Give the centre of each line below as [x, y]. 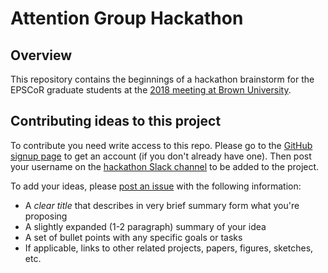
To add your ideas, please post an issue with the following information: [156, 186]
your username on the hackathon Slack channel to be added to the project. [165, 166]
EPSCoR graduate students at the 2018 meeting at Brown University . [151, 90]
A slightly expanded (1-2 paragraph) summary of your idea [145, 226]
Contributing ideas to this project [116, 121]
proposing [46, 216]
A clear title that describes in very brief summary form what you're [162, 205]
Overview [41, 55]
